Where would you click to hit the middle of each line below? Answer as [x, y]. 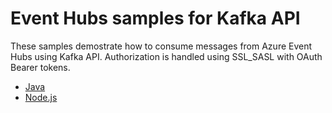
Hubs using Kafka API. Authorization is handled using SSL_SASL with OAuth [166, 56]
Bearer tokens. [40, 67]
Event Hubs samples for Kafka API [155, 18]
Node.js [41, 97]
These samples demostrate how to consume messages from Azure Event [161, 46]
